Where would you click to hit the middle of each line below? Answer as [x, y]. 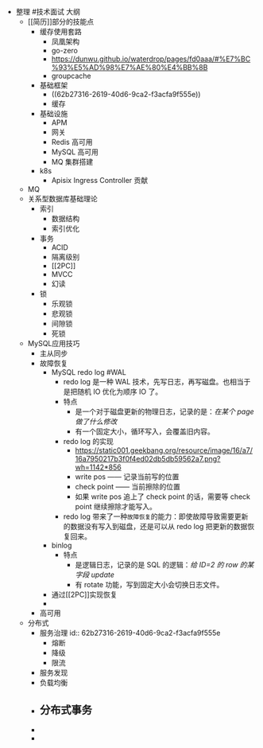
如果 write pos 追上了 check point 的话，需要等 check [163, 497]
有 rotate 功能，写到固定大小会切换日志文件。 [149, 584]
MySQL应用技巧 [54, 343]
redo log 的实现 [88, 441]
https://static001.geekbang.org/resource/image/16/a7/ [164, 450]
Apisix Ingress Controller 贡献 [100, 180]
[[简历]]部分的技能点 [61, 21]
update [103, 575]
